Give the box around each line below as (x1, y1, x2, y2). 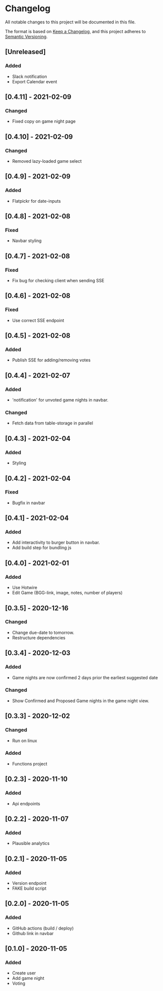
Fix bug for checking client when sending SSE (12, 278, 105, 284)
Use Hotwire (12, 585, 37, 591)
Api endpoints (12, 800, 40, 806)
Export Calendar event (12, 78, 57, 84)
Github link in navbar (12, 930, 54, 936)
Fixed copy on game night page (12, 118, 76, 124)
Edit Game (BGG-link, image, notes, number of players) (12, 590, 123, 596)
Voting (12, 980, 25, 987)
